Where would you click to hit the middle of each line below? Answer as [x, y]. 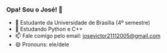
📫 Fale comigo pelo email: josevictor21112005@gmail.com [88, 36]
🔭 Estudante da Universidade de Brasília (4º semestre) [83, 23]
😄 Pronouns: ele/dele [42, 45]
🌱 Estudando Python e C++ [49, 29]
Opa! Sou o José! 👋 [35, 10]
